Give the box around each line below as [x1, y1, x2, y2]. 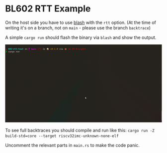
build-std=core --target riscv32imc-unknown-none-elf [5, 134, 119, 139]
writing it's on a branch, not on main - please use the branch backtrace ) [5, 24, 151, 30]
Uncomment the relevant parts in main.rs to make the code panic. [5, 143, 140, 149]
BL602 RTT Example [5, 3, 91, 14]
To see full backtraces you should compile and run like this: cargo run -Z [5, 128, 155, 134]
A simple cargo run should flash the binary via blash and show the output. [5, 34, 157, 40]
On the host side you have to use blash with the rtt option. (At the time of [5, 19, 157, 25]
